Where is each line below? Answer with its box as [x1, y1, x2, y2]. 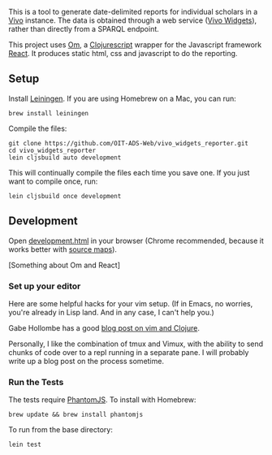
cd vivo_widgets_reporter [8, 146, 96, 154]
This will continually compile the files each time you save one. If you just [8, 167, 250, 177]
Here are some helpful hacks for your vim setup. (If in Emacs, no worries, [8, 298, 253, 308]
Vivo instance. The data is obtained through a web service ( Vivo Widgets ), [8, 15, 257, 25]
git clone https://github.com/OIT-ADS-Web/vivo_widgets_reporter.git [8, 139, 249, 147]
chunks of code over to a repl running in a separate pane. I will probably [8, 347, 249, 357]
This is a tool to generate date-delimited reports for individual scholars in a [8, 7, 258, 16]
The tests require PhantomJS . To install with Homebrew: [8, 395, 196, 405]
